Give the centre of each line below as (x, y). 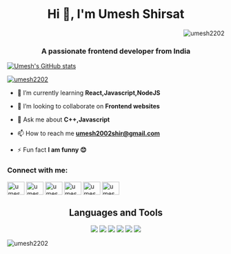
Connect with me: (38, 170)
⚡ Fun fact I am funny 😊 (52, 150)
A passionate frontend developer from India (116, 51)
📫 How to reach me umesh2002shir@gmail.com (89, 133)
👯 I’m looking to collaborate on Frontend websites (88, 106)
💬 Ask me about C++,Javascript (63, 119)
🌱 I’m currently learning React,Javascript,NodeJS (89, 93)
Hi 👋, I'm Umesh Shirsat (116, 14)
